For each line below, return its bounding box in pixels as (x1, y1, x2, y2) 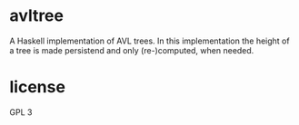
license (9, 77, 66, 98)
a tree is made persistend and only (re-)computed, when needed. (9, 44, 254, 55)
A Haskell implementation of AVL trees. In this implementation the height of (9, 35, 290, 46)
